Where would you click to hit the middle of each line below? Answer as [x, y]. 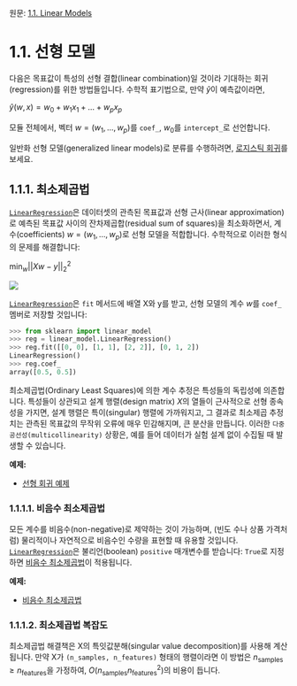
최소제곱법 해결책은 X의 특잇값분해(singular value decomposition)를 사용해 [140, 646]
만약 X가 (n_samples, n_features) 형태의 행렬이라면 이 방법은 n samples [159, 658]
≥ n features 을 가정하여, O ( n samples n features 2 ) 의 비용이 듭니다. [115, 670]
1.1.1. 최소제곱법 [49, 189]
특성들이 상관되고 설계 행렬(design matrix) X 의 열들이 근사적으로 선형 [148, 401]
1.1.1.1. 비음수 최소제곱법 [57, 508]
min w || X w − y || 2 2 [40, 266]
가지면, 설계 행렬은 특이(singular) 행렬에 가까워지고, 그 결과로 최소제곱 [146, 412]
